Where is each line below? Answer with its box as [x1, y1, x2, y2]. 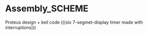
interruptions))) [5, 24, 36, 30]
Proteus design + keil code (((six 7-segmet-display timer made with [5, 19, 143, 25]
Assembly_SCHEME [5, 3, 88, 14]
